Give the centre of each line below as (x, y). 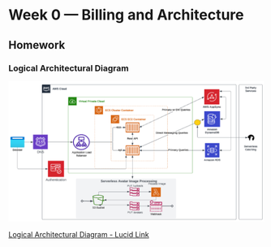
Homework (37, 45)
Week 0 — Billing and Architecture (126, 15)
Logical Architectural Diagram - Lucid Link (79, 235)
